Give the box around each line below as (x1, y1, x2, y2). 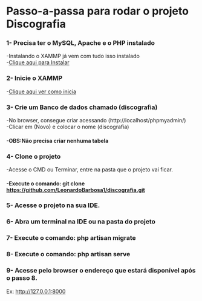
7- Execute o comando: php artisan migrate (6, 234, 136, 242)
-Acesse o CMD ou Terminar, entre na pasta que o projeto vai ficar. (6, 165, 174, 173)
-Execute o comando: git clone (6, 180, 85, 187)
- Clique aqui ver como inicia (6, 88, 77, 95)
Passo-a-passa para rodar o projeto (6, 4, 189, 18)
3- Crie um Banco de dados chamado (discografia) (6, 103, 158, 111)
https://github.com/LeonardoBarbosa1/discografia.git (6, 186, 145, 193)
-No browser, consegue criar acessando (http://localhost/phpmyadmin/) (6, 117, 186, 124)
